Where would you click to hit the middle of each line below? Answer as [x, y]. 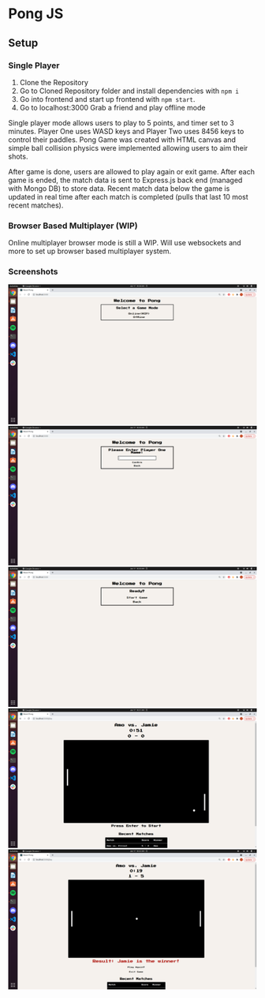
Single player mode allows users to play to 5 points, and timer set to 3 [121, 122]
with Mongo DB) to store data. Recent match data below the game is [119, 188]
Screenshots [33, 271]
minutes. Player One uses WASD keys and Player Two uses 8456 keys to [126, 131]
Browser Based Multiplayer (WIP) [73, 226]
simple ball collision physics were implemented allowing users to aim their [128, 148]
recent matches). [36, 205]
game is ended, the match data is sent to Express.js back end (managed [125, 180]
